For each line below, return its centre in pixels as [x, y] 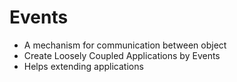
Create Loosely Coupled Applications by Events [122, 55]
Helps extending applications [83, 66]
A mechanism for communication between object [125, 45]
